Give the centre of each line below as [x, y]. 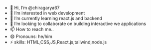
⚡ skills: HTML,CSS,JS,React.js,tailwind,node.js [58, 42]
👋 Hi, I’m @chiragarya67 [35, 8]
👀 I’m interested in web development [47, 13]
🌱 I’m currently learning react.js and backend [56, 18]
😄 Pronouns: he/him [31, 36]
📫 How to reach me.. [32, 29]
